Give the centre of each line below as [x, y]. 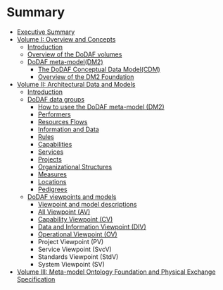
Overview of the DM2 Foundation [86, 77]
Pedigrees [52, 189]
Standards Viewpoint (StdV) [78, 256]
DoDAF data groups [56, 99]
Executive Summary [46, 32]
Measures [52, 174]
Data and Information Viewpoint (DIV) [92, 226]
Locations [52, 181]
